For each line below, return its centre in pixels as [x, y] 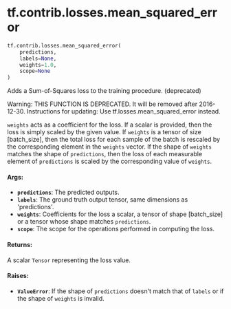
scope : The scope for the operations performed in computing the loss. [116, 229]
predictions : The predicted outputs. [68, 192]
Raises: [18, 276]
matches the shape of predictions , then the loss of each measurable [105, 154]
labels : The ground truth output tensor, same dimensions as [102, 200]
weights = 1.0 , [38, 65]
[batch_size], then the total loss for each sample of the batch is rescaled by [114, 140]
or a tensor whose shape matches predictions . [84, 222]
